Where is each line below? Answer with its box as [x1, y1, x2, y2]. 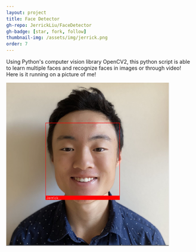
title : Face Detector [6, 15, 60, 22]
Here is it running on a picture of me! [6, 71, 97, 77]
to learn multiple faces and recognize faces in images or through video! [6, 64, 182, 71]
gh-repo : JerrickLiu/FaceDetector [6, 22, 92, 28]
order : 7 [6, 41, 28, 47]
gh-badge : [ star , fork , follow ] [6, 29, 86, 35]
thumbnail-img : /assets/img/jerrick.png [6, 35, 108, 41]
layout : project [6, 10, 46, 15]
